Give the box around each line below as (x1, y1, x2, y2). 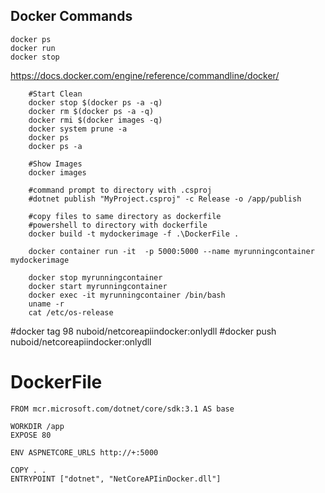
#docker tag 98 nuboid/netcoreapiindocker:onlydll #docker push (10, 325, 277, 337)
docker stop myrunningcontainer (28, 272, 163, 283)
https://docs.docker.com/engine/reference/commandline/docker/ (10, 69, 280, 81)
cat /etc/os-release (28, 307, 114, 318)
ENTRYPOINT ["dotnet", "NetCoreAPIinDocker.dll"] (10, 474, 222, 484)
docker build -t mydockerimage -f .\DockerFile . (28, 229, 240, 239)
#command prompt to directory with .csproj (28, 185, 213, 195)
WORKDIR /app (10, 421, 65, 431)
